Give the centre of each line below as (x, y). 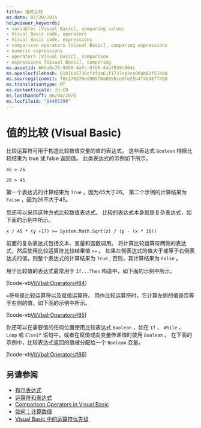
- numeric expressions (34, 51)
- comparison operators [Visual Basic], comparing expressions (87, 46)
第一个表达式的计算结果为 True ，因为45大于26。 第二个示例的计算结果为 (97, 192)
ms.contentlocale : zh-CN (37, 90)
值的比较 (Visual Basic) (64, 133)
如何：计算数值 (33, 412)
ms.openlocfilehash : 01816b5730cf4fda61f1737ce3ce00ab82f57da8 (87, 73)
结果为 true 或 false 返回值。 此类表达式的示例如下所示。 (81, 158)
